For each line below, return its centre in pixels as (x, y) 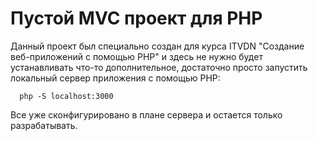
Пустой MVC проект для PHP (136, 18)
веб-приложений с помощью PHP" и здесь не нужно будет (136, 56)
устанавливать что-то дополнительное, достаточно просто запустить (159, 67)
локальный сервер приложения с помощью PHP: (115, 78)
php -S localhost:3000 (66, 96)
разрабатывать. (44, 125)
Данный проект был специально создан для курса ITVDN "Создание (157, 46)
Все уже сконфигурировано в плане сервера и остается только (146, 114)
